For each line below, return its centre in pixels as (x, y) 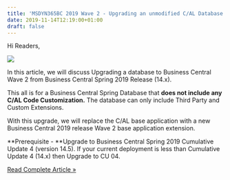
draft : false (26, 26)
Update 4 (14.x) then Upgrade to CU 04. (64, 157)
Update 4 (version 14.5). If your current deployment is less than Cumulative (114, 149)
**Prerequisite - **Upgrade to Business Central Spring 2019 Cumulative (111, 141)
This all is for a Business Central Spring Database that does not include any (115, 93)
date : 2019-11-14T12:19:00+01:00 (55, 20)
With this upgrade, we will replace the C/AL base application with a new (109, 121)
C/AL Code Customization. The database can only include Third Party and (114, 100)
